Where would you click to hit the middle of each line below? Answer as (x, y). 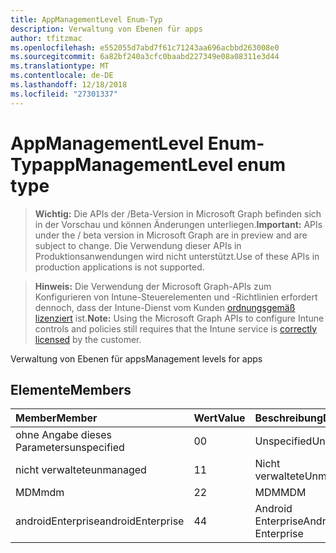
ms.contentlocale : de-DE (62, 76)
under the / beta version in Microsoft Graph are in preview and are (171, 235)
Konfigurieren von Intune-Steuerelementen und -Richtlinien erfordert (176, 297)
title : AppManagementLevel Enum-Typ (86, 19)
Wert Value (219, 418)
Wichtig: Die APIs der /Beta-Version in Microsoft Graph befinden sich (178, 213)
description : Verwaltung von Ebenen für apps (106, 29)
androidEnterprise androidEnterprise (100, 521)
